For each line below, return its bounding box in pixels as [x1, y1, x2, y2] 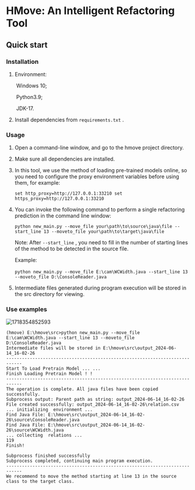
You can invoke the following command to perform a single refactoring [14, 206, 185, 213]
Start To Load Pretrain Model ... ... [6, 366, 101, 372]
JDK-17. [16, 104, 35, 112]
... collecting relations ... [6, 433, 83, 438]
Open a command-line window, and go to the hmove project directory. [14, 144, 184, 151]
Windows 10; [16, 82, 47, 89]
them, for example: [14, 179, 60, 186]
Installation [6, 57, 39, 66]
